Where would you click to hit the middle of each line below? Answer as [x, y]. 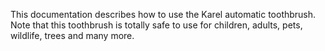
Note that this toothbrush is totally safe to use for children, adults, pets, [156, 25]
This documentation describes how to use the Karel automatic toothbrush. [163, 14]
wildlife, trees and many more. [72, 35]
